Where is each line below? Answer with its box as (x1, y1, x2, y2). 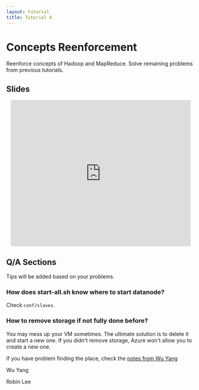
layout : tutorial (6, 8, 50, 15)
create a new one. (6, 343, 51, 350)
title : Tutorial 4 (6, 14, 52, 20)
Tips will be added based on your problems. (6, 273, 115, 280)
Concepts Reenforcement (6, 40, 137, 54)
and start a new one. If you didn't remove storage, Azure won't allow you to (6, 337, 192, 344)
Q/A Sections (6, 257, 57, 267)
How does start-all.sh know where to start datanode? (6, 288, 165, 296)
